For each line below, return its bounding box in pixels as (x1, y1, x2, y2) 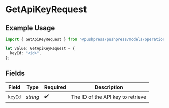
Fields (5, 69, 25, 77)
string (25, 93, 39, 100)
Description (95, 84, 123, 91)
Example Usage (5, 24, 55, 32)
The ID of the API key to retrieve (71, 93, 147, 100)
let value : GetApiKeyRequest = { (5, 46, 75, 51)
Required (44, 84, 66, 91)
